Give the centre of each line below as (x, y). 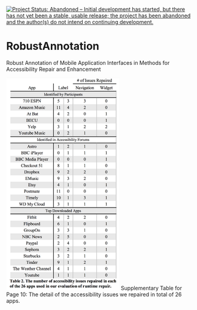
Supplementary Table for (151, 288)
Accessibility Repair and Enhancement (54, 69)
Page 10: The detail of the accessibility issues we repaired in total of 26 (94, 294)
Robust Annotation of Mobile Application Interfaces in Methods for (88, 62)
